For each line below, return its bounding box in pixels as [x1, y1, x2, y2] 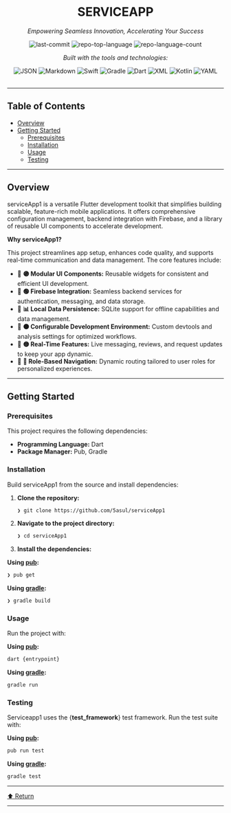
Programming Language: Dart [16, 441, 104, 449]
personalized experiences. [16, 364, 93, 372]
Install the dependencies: [16, 545, 91, 553]
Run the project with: [7, 630, 67, 638]
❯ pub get [7, 572, 36, 579]
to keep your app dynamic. [16, 350, 93, 358]
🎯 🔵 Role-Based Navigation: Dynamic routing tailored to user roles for [16, 357, 216, 365]
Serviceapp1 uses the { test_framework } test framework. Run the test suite [7, 713, 219, 722]
